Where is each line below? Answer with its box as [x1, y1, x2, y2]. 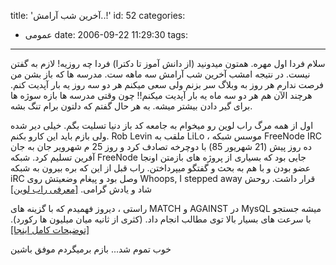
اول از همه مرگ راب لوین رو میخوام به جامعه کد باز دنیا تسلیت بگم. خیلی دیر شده [10, 120, 314, 131]
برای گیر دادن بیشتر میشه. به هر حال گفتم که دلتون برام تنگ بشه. [10, 100, 253, 112]
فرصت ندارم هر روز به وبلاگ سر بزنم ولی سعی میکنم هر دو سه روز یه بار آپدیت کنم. [10, 79, 324, 90]
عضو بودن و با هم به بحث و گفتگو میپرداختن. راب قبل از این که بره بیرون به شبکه [10, 162, 312, 174]
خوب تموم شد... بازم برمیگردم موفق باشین [10, 243, 172, 255]
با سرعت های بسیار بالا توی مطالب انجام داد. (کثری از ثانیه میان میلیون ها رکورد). [10, 213, 312, 225]
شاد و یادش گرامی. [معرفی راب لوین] [10, 183, 153, 195]
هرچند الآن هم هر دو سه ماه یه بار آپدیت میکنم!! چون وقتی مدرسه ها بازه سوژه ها [10, 90, 313, 101]
